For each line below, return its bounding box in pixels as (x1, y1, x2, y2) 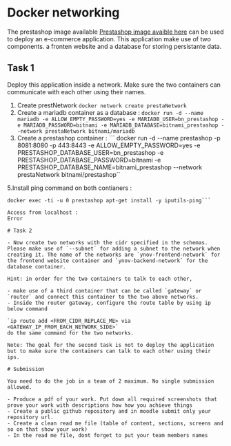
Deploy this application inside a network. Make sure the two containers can (7, 81, 221, 89)
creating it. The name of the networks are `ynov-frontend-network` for (7, 251, 221, 258)
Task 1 (7, 62, 34, 74)
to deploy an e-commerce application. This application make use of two (7, 34, 212, 43)
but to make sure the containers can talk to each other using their (7, 348, 212, 354)
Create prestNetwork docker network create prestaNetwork (17, 101, 188, 109)
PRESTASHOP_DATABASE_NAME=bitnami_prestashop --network (17, 163, 202, 171)
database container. (7, 263, 67, 270)
